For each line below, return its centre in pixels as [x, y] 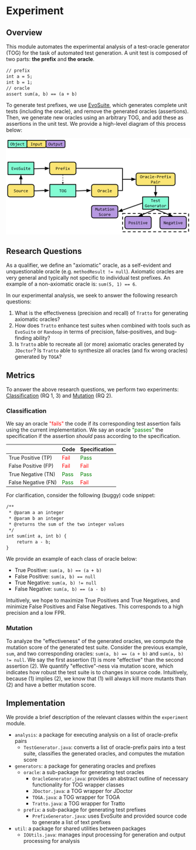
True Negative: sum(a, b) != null [55, 583]
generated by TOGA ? [38, 357]
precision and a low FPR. [36, 613]
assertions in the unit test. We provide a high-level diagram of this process [96, 124]
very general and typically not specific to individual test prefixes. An [88, 278]
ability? [42, 338]
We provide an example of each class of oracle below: [72, 559]
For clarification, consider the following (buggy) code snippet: [81, 496]
